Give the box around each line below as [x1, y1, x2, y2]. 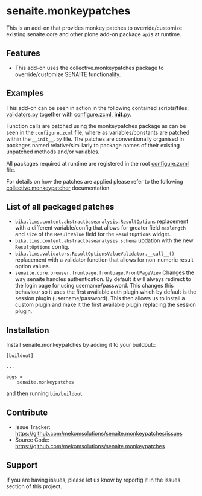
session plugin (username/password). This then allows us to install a [14, 295, 185, 302]
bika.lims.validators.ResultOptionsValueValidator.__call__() [14, 251, 175, 257]
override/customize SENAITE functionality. [14, 71, 121, 78]
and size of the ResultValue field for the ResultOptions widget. [14, 231, 171, 238]
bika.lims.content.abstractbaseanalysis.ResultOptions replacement [14, 217, 189, 225]
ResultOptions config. [14, 243, 69, 251]
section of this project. [6, 482, 62, 490]
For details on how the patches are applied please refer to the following [6, 178, 183, 185]
